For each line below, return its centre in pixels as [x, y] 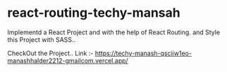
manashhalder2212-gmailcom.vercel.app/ [68, 60]
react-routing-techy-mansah [94, 13]
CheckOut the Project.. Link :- [50, 53]
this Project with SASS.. [42, 39]
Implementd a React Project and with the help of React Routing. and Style [114, 32]
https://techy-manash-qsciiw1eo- [143, 53]
